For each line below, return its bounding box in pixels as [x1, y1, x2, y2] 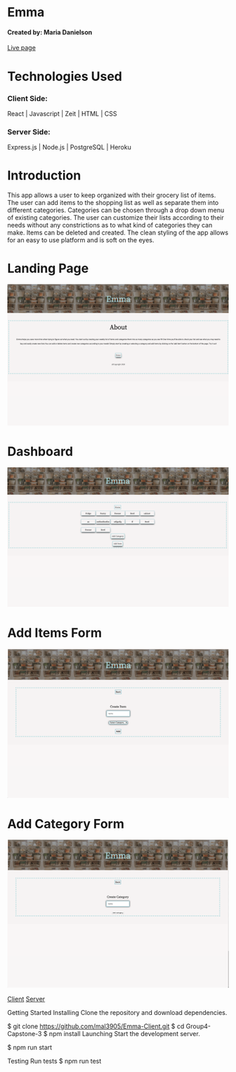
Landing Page [7, 261, 89, 277]
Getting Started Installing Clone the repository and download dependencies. [7, 1009, 228, 1016]
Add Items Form [7, 625, 102, 641]
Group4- [185, 1022, 211, 1030]
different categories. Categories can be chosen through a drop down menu [7, 206, 225, 215]
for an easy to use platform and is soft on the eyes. [7, 236, 155, 244]
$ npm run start [7, 1043, 53, 1052]
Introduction [7, 168, 81, 184]
